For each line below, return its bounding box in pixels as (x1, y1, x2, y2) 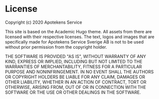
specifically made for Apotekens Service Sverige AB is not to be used (5, 39, 144, 44)
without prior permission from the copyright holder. (5, 44, 108, 50)
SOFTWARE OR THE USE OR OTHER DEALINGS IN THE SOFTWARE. (5, 89, 141, 95)
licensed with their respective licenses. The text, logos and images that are (5, 34, 155, 40)
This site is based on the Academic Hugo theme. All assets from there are (5, 28, 152, 34)
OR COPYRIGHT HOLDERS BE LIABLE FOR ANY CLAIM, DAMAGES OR (5, 74, 145, 80)
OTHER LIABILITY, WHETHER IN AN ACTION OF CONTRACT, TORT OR (5, 79, 146, 85)
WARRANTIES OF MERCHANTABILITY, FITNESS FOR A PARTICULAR (5, 64, 142, 70)
